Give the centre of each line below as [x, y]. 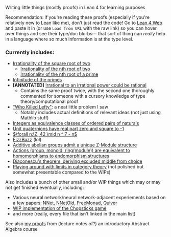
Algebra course [21, 229]
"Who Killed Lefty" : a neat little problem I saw [60, 107]
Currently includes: [30, 52]
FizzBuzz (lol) [27, 140]
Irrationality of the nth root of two [55, 69]
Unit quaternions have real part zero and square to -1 [68, 129]
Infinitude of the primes [37, 80]
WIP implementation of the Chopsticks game [59, 208]
